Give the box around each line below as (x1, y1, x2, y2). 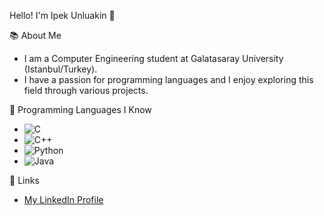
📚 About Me (9, 30, 62, 41)
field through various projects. (23, 85, 149, 96)
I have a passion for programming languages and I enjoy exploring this (23, 74, 314, 85)
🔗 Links (9, 175, 40, 186)
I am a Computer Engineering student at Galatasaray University (23, 53, 284, 64)
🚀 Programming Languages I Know (9, 104, 152, 115)
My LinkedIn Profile (23, 194, 104, 205)
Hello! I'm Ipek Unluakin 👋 (9, 10, 116, 21)
